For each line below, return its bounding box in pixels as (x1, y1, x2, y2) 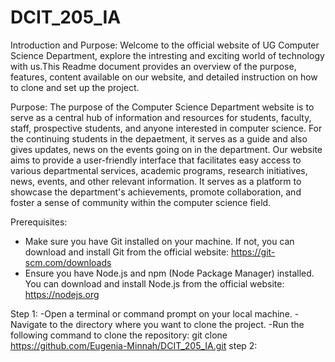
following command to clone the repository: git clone (10, 329, 228, 341)
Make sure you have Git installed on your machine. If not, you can (24, 235, 295, 247)
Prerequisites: (10, 216, 68, 228)
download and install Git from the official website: (24, 246, 230, 258)
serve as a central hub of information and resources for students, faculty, (10, 111, 312, 123)
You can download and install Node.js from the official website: (24, 277, 285, 290)
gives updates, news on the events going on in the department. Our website (10, 143, 323, 155)
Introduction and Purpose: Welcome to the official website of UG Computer (10, 39, 320, 51)
